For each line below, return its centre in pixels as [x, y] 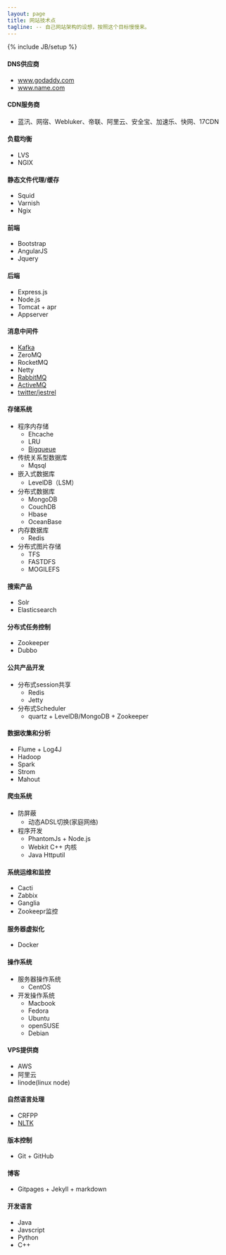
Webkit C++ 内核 [52, 847]
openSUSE [44, 1025]
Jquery [28, 258]
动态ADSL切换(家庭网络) [63, 822]
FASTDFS [42, 562]
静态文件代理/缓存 [33, 180]
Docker [28, 945]
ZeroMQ [30, 355]
